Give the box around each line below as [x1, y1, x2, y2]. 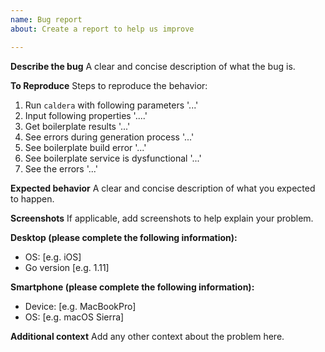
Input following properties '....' [24, 109, 148, 121]
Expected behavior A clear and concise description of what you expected [10, 182, 316, 194]
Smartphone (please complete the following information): [10, 281, 255, 293]
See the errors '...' [24, 162, 98, 175]
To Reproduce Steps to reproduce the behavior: [10, 79, 208, 91]
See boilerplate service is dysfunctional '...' [24, 152, 202, 164]
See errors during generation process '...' [24, 131, 195, 143]
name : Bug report [10, 14, 83, 25]
